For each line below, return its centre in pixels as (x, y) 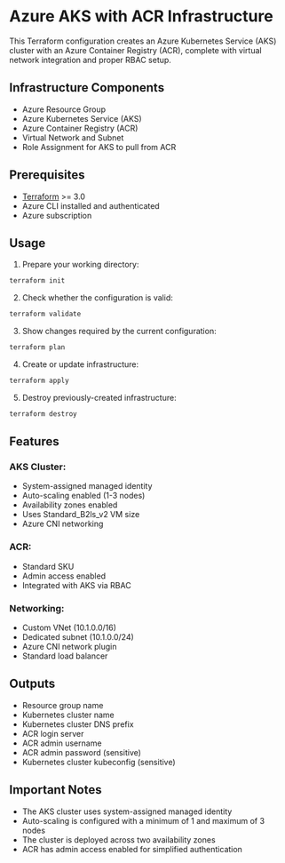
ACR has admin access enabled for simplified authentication (132, 849)
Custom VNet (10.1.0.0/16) (69, 627)
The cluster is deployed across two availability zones (119, 839)
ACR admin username (62, 743)
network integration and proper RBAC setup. (90, 60)
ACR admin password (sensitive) (82, 752)
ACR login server (53, 733)
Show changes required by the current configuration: (119, 332)
